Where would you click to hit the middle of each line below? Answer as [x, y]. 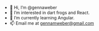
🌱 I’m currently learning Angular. [42, 18]
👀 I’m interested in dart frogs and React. [49, 13]
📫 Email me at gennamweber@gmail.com [52, 23]
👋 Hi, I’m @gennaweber [33, 8]
